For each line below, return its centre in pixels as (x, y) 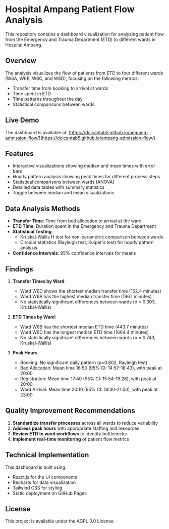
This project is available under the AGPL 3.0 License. (60, 521)
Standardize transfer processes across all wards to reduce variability (85, 423)
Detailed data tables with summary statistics (59, 187)
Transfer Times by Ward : (39, 281)
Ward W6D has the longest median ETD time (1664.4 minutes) (84, 332)
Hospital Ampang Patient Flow (70, 9)
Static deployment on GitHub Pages (50, 493)
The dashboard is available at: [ (38, 132)
